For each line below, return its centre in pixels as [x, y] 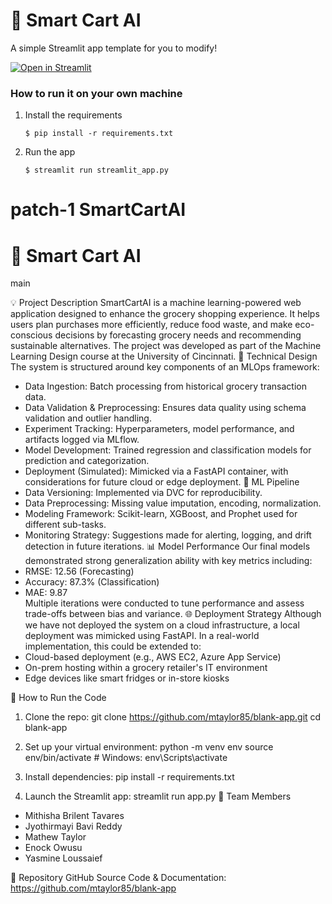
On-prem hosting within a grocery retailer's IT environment [146, 668]
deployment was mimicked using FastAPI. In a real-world [142, 636]
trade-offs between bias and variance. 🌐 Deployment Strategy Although [173, 614]
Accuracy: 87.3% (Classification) [92, 582]
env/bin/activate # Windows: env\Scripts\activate [126, 758]
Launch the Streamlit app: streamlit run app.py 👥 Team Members [158, 796]
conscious [31, 335]
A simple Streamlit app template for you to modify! [114, 48]
